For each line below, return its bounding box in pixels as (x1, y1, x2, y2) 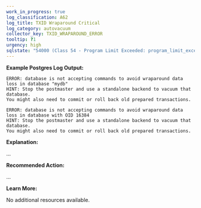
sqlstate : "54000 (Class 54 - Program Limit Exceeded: (6, 48, 146, 54)
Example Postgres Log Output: (6, 64, 84, 71)
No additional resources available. (6, 196, 90, 203)
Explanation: (6, 138, 39, 145)
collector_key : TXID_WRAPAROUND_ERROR (6, 31, 103, 37)
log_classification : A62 (6, 14, 68, 20)
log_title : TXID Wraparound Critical (6, 20, 100, 26)
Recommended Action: (6, 161, 65, 169)
